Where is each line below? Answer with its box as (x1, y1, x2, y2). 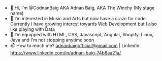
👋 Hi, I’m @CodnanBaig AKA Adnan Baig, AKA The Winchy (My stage (10, 5, 155, 11)
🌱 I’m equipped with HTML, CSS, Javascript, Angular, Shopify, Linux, (10, 32, 154, 37)
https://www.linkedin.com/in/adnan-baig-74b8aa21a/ (10, 50, 121, 55)
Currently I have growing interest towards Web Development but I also (10, 21, 157, 27)
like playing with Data (10, 26, 55, 32)
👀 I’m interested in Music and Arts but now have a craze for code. (10, 16, 147, 21)
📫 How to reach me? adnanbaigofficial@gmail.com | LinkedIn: (10, 43, 141, 48)
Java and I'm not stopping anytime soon (10, 37, 94, 43)
